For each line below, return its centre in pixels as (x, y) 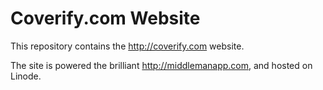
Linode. (26, 76)
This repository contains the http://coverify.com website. (127, 46)
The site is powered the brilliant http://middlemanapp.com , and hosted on (161, 65)
